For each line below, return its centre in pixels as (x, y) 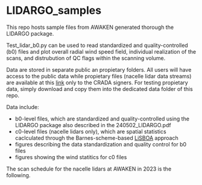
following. (18, 175)
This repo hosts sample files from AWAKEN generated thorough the (90, 27)
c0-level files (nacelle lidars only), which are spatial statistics (91, 131)
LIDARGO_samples (54, 11)
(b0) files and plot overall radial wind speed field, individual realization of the (101, 51)
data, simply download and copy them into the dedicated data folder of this (99, 89)
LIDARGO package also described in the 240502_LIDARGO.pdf (93, 125)
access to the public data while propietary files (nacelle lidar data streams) (99, 76)
